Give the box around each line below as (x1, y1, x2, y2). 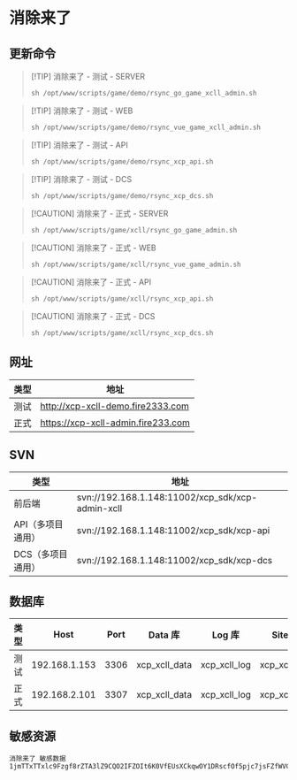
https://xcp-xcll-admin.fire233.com (40, 417, 190, 429)
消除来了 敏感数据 (9, 754, 66, 763)
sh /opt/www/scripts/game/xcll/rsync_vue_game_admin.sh (30, 260, 241, 269)
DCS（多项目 (13, 547, 68, 560)
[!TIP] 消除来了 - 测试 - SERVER (30, 72, 146, 81)
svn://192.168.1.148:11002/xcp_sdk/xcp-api (76, 524, 270, 536)
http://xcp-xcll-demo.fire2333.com (40, 400, 190, 412)
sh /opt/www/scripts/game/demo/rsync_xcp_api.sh (30, 157, 214, 166)
